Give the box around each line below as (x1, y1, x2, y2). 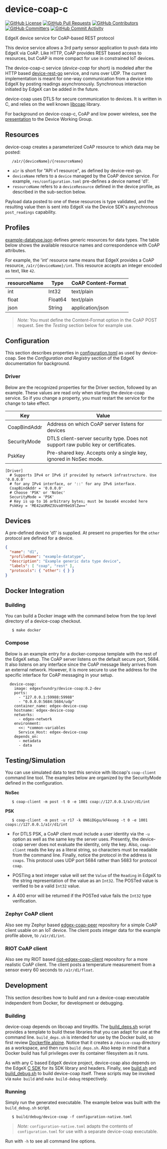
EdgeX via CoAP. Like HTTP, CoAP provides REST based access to (5, 50, 142, 56)
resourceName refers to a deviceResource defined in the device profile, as (12, 183, 160, 189)
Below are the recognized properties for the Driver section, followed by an (5, 384, 157, 390)
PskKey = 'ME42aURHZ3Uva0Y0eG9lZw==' (9, 503, 88, 508)
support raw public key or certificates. (47, 441, 136, 448)
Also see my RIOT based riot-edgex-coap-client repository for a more (5, 956, 148, 962)
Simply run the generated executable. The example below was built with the (5, 1100, 161, 1106)
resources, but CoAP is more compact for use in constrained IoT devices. (5, 55, 155, 61)
